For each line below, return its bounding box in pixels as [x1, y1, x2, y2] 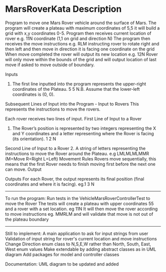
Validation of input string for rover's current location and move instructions [5, 235, 157, 241]
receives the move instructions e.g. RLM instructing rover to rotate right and [5, 40, 160, 46]
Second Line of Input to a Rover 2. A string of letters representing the [5, 145, 146, 151]
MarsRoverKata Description [5, 3, 122, 15]
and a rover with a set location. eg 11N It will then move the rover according [5, 206, 158, 212]
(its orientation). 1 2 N [12, 136, 56, 142]
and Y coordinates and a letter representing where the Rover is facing [12, 130, 154, 136]
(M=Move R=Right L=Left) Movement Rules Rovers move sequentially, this [5, 155, 157, 161]
